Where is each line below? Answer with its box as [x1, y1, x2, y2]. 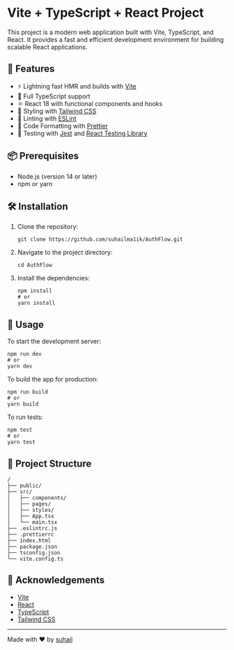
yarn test [7, 439, 36, 446]
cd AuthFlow [17, 262, 52, 269]
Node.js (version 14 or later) [17, 172, 97, 181]
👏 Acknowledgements [7, 574, 105, 587]
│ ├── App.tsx [7, 513, 54, 520]
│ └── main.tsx [7, 519, 58, 526]
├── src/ [7, 488, 33, 495]
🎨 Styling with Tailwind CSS [17, 107, 97, 115]
